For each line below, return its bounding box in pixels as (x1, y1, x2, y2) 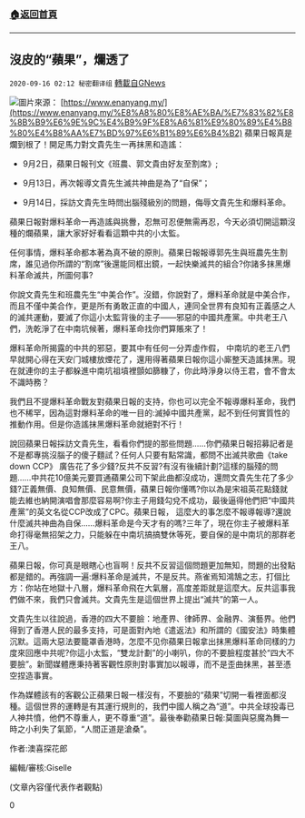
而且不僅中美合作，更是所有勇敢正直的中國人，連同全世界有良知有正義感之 (9, 300, 288, 311)
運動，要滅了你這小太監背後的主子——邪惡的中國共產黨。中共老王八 (33, 312, 288, 323)
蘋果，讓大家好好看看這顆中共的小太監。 (33, 227, 184, 238)
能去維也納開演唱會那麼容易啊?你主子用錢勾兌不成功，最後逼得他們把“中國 (9, 495, 288, 506)
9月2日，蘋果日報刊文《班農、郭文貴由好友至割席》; (22, 158, 219, 169)
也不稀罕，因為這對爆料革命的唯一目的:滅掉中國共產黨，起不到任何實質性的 (9, 408, 290, 419)
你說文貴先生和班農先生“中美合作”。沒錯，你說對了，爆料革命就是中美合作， (9, 289, 295, 300)
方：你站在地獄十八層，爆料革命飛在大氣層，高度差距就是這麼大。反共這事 (9, 582, 288, 593)
